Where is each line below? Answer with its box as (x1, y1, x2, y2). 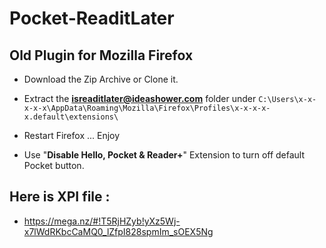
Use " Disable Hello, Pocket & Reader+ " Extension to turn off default (23, 149, 306, 161)
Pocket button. (23, 160, 85, 171)
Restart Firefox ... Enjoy (23, 130, 121, 141)
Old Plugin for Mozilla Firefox (9, 47, 194, 64)
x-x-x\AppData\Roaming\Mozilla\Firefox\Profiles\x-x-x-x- (23, 103, 271, 113)
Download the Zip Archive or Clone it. (23, 73, 179, 85)
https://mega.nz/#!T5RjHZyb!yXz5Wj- (23, 215, 181, 227)
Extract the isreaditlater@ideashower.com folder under (23, 93, 257, 104)
